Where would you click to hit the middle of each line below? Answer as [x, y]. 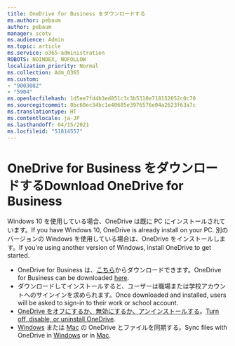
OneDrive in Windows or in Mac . [64, 335]
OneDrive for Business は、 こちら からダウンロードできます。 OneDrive [119, 270]
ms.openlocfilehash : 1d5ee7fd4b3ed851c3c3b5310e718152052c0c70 [102, 99]
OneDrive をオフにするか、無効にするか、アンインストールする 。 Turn [118, 311]
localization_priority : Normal [53, 66]
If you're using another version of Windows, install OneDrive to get [115, 248]
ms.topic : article [34, 46]
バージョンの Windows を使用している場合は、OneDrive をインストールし [113, 239]
